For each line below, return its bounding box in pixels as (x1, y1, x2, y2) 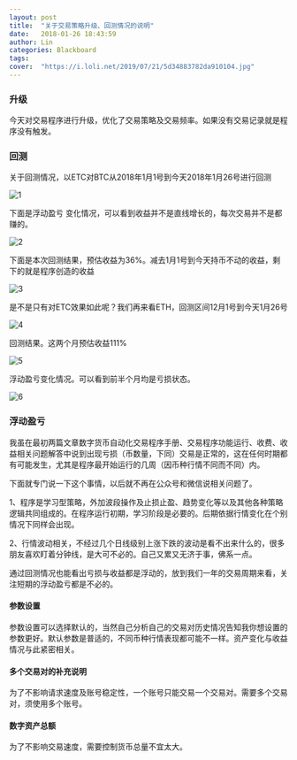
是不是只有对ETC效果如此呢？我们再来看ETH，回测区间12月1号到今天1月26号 (9, 302, 288, 312)
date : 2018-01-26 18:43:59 (9, 29, 117, 38)
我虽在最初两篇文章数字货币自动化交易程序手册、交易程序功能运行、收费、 (9, 437, 280, 448)
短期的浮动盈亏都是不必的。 (16, 579, 118, 589)
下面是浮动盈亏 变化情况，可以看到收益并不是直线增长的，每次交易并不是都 (9, 208, 283, 219)
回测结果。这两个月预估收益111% (9, 338, 127, 349)
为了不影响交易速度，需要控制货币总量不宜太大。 (9, 741, 187, 752)
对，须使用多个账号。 (9, 698, 87, 709)
